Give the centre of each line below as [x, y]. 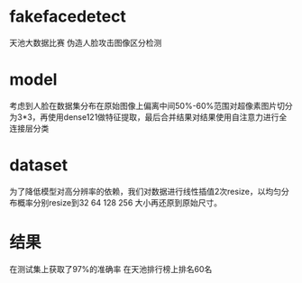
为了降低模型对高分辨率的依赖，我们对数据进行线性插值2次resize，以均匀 [146, 191]
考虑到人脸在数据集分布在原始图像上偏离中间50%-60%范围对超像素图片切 [147, 105]
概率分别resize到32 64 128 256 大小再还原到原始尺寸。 [119, 202]
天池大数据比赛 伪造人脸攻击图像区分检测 [86, 42]
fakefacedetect [68, 17]
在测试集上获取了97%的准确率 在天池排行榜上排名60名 [111, 269]
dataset [39, 165]
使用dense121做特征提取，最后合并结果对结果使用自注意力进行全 [168, 117]
